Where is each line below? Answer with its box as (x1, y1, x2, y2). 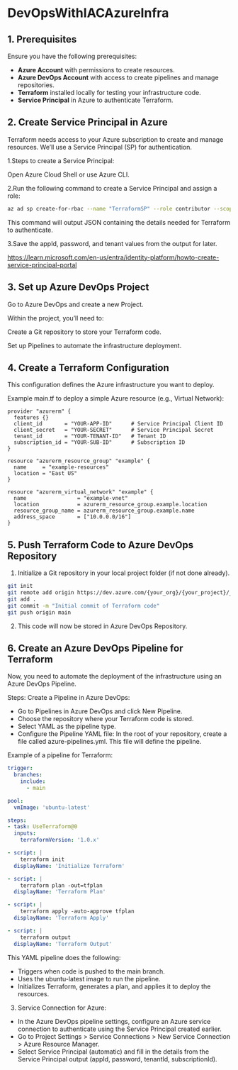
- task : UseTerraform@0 (7, 823, 78, 830)
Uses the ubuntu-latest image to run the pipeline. (17, 974, 161, 983)
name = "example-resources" (13, 464, 110, 471)
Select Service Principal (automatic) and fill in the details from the (17, 1047, 210, 1056)
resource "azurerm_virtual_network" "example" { (7, 489, 154, 496)
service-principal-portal (7, 260, 77, 269)
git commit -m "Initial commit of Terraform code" (7, 602, 160, 609)
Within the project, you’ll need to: (7, 313, 104, 322)
